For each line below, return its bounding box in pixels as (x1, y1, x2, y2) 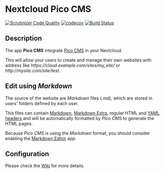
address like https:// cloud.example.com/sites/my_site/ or (5, 62, 121, 68)
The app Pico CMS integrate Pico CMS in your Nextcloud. (5, 47, 123, 53)
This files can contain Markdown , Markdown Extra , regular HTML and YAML (5, 110, 160, 116)
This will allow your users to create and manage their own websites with (5, 57, 152, 63)
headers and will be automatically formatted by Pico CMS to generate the (5, 115, 155, 121)
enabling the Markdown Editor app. (5, 135, 77, 141)
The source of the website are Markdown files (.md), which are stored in (5, 95, 153, 101)
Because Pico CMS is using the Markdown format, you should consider (5, 130, 150, 136)
